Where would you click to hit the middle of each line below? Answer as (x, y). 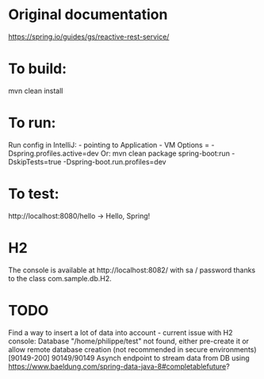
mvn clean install (36, 91)
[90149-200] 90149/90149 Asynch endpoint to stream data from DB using (129, 358)
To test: (34, 194)
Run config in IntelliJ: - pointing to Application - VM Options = (109, 145)
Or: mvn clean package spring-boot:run (165, 153)
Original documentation (88, 15)
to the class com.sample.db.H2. (60, 278)
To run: (32, 123)
